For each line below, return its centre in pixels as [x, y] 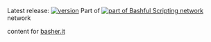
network [19, 18]
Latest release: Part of [54, 11]
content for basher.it [36, 31]
